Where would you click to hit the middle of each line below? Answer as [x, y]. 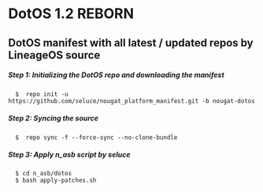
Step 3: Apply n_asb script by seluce [69, 155]
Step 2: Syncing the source [54, 118]
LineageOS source [54, 55]
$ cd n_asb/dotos [44, 174]
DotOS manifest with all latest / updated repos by [131, 43]
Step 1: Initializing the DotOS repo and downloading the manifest [116, 75]
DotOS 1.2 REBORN [71, 14]
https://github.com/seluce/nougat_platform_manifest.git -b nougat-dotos [132, 101]
